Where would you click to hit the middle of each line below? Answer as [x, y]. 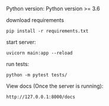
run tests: [18, 64]
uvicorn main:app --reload [39, 53]
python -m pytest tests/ [37, 75]
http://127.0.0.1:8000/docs [41, 97]
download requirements [35, 20]
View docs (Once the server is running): [55, 86]
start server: [21, 42]
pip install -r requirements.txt [47, 31]
